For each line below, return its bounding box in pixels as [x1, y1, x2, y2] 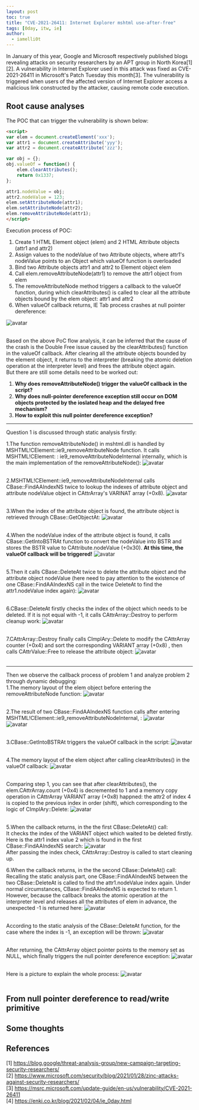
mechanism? [14, 405, 47, 413]
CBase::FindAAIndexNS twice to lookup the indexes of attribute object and [6, 483, 188, 490]
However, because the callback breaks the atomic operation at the [6, 892, 168, 899]
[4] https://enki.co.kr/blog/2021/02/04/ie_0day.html [6, 1097, 132, 1104]
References [6, 1044, 50, 1054]
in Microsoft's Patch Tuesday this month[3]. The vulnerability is [35, 72, 190, 78]
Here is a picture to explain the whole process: [6, 970, 120, 977]
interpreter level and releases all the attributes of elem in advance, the [6, 897, 177, 905]
